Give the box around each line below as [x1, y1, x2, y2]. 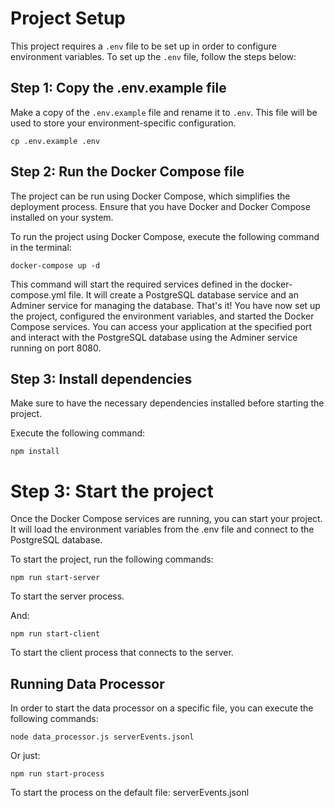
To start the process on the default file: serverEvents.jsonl [10, 787, 250, 799]
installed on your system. [10, 211, 114, 223]
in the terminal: [10, 241, 72, 253]
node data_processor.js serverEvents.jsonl [10, 732, 195, 742]
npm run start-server [10, 573, 101, 583]
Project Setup [10, 7, 127, 30]
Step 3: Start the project [10, 480, 214, 502]
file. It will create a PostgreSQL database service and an [68, 288, 299, 301]
